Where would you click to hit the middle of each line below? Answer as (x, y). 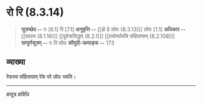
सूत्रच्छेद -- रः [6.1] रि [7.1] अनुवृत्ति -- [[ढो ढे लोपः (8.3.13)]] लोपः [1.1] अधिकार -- (103, 29)
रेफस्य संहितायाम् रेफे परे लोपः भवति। (41, 76)
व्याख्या (16, 62)
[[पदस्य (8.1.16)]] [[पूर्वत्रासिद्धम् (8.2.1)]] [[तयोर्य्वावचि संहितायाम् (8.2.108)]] (98, 36)
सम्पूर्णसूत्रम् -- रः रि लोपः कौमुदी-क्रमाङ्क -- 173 (68, 43)
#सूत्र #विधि (18, 94)
